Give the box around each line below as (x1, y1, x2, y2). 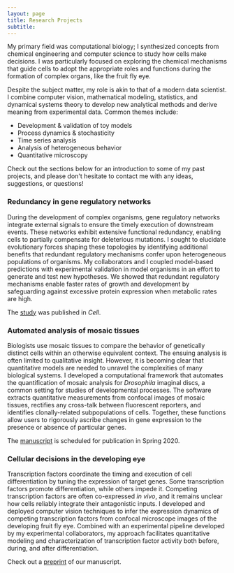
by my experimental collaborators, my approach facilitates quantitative (7, 529, 210, 538)
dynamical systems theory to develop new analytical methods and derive (7, 101, 218, 109)
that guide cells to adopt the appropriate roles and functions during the (7, 64, 212, 73)
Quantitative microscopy (17, 151, 89, 159)
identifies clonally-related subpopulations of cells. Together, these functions (7, 408, 226, 416)
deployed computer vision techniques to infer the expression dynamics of (7, 507, 219, 516)
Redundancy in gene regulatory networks (7, 197, 152, 207)
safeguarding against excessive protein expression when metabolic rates (7, 287, 217, 296)
